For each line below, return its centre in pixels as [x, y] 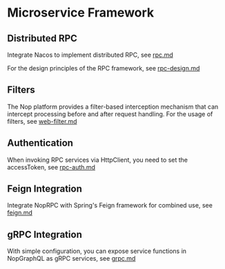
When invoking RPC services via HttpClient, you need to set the [98, 160]
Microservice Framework [81, 13]
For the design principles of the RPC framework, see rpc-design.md [104, 68]
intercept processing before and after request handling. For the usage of [110, 114]
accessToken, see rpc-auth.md [51, 167]
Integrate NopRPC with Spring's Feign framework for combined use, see [110, 205]
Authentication [40, 143]
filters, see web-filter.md [42, 121]
